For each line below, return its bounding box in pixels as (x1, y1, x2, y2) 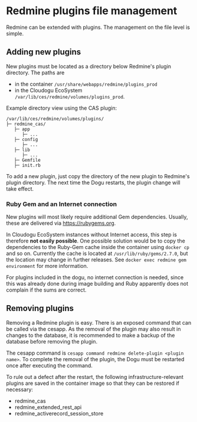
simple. (6, 30, 24, 37)
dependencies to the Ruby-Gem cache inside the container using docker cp (6, 244, 190, 251)
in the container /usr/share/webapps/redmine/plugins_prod (14, 80, 157, 87)
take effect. (6, 185, 34, 192)
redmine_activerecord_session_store (14, 410, 104, 417)
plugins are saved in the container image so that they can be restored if (6, 380, 180, 387)
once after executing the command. (6, 362, 93, 369)
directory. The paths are (6, 69, 65, 76)
